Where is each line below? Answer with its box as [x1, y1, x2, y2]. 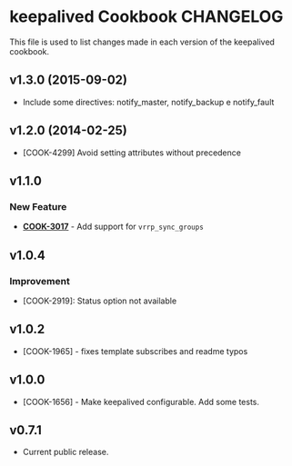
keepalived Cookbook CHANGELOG [9, 6, 284, 27]
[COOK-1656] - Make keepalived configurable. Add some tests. [22, 396, 260, 407]
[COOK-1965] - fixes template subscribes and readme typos [22, 345, 248, 356]
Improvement [9, 274, 70, 287]
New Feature [9, 200, 67, 213]
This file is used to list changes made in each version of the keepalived [9, 36, 276, 47]
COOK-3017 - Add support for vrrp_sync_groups [22, 221, 205, 233]
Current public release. [22, 447, 109, 458]
